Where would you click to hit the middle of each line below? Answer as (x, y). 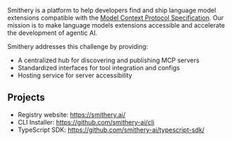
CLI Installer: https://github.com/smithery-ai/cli (86, 122)
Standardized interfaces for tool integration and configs (99, 68)
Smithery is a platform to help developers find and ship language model (112, 10)
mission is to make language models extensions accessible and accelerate (116, 25)
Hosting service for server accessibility (75, 75)
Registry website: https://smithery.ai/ (71, 114)
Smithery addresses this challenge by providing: (78, 46)
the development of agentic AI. (53, 33)
